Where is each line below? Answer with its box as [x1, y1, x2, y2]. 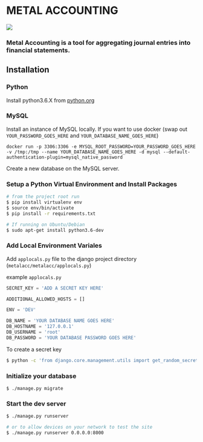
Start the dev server [6, 399, 66, 407]
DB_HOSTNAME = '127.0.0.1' [6, 323, 74, 330]
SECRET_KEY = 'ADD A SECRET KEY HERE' [6, 285, 104, 291]
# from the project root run [6, 194, 80, 200]
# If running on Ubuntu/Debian [6, 222, 85, 228]
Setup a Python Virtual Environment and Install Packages [6, 180, 177, 188]
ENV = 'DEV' [6, 307, 36, 313]
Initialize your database [6, 372, 77, 380]
